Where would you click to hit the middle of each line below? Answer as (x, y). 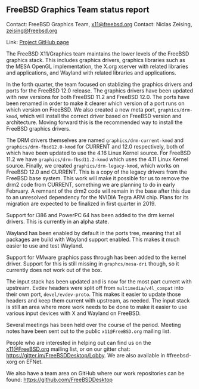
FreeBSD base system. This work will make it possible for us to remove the (98, 178)
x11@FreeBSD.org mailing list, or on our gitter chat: (68, 349)
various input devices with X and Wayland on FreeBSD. (74, 313)
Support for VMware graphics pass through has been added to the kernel (96, 257)
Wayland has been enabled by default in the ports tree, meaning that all (94, 233)
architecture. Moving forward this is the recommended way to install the (94, 122)
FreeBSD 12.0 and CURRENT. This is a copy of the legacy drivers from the (97, 172)
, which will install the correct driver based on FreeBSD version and (99, 116)
